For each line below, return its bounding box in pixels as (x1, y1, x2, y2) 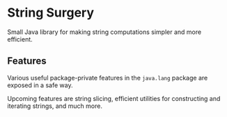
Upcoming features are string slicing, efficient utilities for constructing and (7, 94, 221, 102)
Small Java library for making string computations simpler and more (7, 28, 202, 36)
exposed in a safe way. (7, 81, 73, 89)
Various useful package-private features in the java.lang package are (7, 73, 208, 82)
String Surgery (7, 5, 95, 21)
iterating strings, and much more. (7, 102, 103, 110)
